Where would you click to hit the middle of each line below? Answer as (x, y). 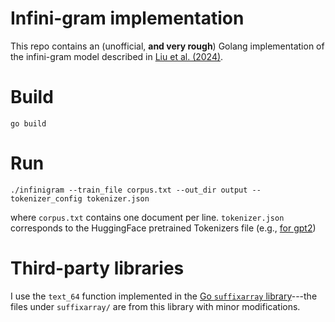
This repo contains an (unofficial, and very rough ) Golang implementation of (167, 46)
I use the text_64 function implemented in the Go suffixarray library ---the (164, 296)
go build (28, 123)
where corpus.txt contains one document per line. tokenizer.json (147, 217)
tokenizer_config (46, 198)
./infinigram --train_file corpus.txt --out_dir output (129, 190)
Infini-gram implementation (127, 18)
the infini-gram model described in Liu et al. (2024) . (117, 56)
